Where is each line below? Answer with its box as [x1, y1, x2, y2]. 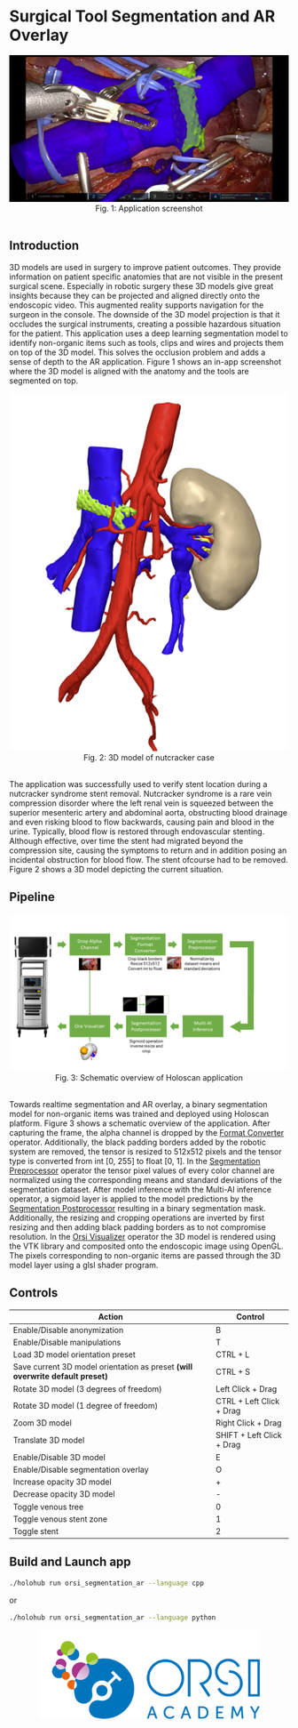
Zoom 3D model [12, 1418, 73, 1428]
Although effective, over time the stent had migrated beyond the [9, 835, 244, 846]
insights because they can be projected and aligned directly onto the [9, 290, 260, 301]
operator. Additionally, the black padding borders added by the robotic [9, 1137, 266, 1148]
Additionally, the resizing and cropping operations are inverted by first [9, 1212, 264, 1224]
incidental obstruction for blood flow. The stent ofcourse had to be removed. [9, 854, 288, 864]
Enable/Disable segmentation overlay [12, 1464, 149, 1475]
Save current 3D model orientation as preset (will [12, 1362, 193, 1372]
